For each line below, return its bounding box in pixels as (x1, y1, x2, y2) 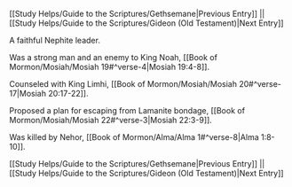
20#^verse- (239, 79, 282, 89)
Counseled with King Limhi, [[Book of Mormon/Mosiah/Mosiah (9, 79, 238, 89)
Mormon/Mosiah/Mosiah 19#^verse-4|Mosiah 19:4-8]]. (9, 62, 210, 72)
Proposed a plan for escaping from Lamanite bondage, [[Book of (9, 105, 246, 115)
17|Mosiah (9, 89, 47, 98)
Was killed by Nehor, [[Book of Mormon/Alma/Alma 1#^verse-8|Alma (9, 132, 259, 142)
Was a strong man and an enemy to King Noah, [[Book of (9, 52, 217, 62)
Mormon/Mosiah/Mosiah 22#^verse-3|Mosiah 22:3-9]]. (9, 115, 213, 125)
